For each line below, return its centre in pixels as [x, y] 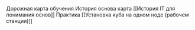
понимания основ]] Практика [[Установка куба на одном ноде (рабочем [97, 15]
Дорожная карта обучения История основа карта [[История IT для [91, 9]
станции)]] [19, 21]
